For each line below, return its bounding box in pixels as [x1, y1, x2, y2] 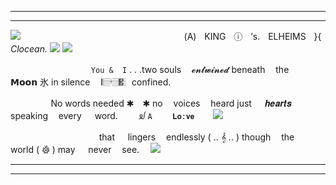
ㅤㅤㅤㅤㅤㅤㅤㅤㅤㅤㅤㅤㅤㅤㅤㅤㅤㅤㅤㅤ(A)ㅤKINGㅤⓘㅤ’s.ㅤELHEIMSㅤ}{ [22, 31, 322, 42]
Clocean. [10, 43, 48, 55]
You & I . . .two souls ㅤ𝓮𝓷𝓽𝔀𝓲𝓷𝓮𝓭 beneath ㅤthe [90, 64, 290, 75]
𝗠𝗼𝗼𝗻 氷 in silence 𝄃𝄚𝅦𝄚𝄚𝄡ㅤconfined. [10, 76, 172, 88]
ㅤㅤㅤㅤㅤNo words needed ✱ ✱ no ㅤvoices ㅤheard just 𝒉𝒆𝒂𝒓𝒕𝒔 [10, 97, 292, 109]
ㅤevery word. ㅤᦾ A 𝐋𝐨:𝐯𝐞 [49, 110, 195, 121]
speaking [10, 110, 49, 121]
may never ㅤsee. [57, 144, 140, 155]
